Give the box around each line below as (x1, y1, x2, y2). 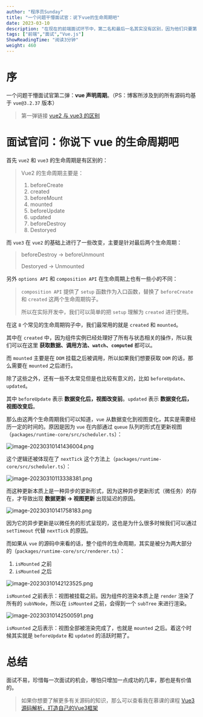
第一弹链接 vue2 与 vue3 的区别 (21, 112, 100, 119)
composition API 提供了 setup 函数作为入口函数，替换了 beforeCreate (21, 288, 193, 295)
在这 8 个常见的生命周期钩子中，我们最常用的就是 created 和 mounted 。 (6, 321, 182, 328)
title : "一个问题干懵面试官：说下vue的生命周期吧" (6, 14, 120, 21)
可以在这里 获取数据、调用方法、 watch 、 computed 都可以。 (11, 341, 156, 349)
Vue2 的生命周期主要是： (21, 169, 84, 176)
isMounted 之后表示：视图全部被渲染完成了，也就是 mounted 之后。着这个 (6, 624, 187, 631)
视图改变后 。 (6, 402, 38, 410)
